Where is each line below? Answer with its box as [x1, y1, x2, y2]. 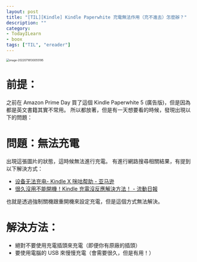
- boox [6, 36, 23, 42]
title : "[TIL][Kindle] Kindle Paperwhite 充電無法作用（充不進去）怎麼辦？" [6, 14, 187, 20]
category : [6, 25, 31, 32]
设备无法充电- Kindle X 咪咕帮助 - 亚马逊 [14, 177, 115, 185]
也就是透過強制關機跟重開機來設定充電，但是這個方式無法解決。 [6, 198, 163, 205]
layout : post [6, 8, 39, 15]
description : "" [6, 20, 47, 26]
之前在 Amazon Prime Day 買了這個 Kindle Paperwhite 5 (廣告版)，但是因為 [6, 99, 191, 106]
